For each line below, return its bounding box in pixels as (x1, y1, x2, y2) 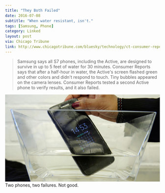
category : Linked (5, 29, 41, 34)
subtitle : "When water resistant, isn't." (5, 18, 93, 23)
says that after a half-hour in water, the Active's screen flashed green (17, 69, 158, 75)
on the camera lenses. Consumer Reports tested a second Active (17, 79, 149, 85)
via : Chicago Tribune (5, 39, 50, 44)
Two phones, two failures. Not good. (5, 182, 79, 188)
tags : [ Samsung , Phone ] (5, 24, 54, 29)
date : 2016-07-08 (5, 13, 41, 18)
